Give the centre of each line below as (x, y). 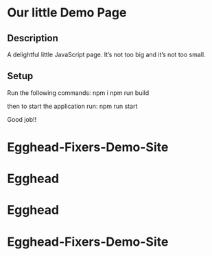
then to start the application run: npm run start (72, 106)
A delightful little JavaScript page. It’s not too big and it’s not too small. (106, 54)
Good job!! (22, 119)
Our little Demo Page (67, 13)
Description (33, 38)
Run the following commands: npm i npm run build (78, 93)
